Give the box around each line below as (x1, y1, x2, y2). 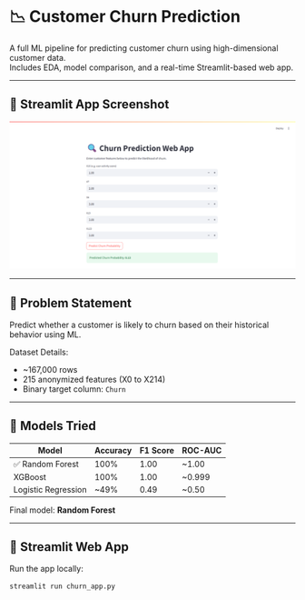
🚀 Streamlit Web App (9, 539, 129, 555)
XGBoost (13, 471, 47, 482)
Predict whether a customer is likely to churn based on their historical (9, 319, 270, 330)
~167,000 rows (22, 364, 78, 375)
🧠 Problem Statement (9, 295, 133, 311)
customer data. (9, 52, 66, 63)
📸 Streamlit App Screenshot (9, 96, 170, 113)
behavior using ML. (9, 328, 82, 340)
